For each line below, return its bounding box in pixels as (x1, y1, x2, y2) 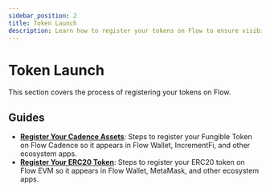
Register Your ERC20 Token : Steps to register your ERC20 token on (19, 158, 245, 167)
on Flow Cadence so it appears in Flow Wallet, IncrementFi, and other (19, 141, 251, 150)
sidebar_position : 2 (8, 11, 78, 20)
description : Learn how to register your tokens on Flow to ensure (8, 26, 239, 34)
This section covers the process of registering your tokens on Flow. (8, 87, 231, 97)
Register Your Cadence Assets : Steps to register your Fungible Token (19, 132, 253, 142)
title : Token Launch (8, 19, 78, 27)
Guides (8, 110, 46, 124)
